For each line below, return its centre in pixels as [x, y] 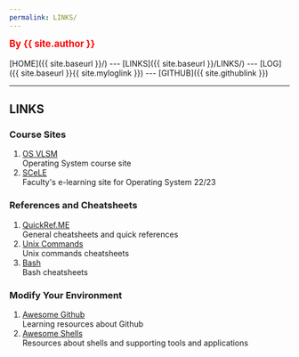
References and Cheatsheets [73, 206]
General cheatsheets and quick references [100, 234]
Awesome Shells [52, 333]
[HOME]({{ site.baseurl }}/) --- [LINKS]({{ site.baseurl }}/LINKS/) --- [133, 63]
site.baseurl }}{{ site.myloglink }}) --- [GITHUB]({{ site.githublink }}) [145, 73]
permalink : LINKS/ [43, 17]
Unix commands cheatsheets [76, 253]
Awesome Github [53, 314]
